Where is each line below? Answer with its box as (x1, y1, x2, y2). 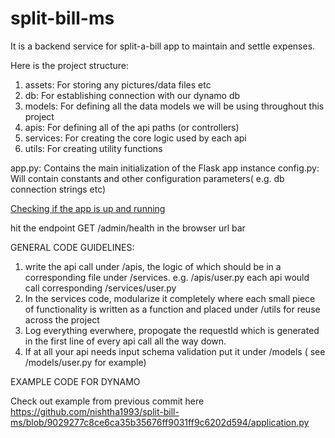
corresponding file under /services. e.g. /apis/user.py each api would (24, 271, 310, 283)
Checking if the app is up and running (10, 202, 166, 214)
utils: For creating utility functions (24, 142, 163, 154)
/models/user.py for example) (24, 356, 147, 368)
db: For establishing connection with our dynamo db (24, 89, 241, 101)
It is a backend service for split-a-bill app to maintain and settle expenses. (10, 40, 316, 52)
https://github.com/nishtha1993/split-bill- (10, 405, 180, 417)
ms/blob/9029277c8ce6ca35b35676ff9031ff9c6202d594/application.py (10, 416, 310, 428)
